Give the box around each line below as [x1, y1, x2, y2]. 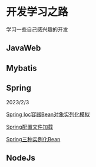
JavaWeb [6, 43, 41, 53]
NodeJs [6, 153, 35, 163]
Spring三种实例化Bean [6, 135, 61, 142]
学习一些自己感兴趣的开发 [6, 26, 68, 33]
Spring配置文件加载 [6, 123, 54, 130]
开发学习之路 [6, 5, 69, 19]
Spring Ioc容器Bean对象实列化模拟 [6, 111, 90, 118]
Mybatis [6, 63, 37, 73]
